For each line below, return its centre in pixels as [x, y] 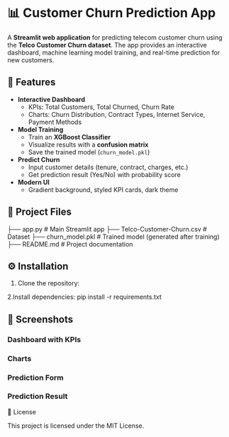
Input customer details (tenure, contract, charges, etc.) [108, 167]
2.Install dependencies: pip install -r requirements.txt [84, 297]
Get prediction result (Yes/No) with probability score [104, 174]
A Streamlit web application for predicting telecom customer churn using [115, 37]
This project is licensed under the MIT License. [76, 426]
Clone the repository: [49, 283]
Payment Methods [55, 122]
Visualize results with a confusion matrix [88, 144]
